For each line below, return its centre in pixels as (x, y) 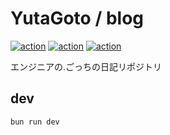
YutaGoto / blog (77, 18)
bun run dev (35, 122)
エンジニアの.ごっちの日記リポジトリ (86, 66)
